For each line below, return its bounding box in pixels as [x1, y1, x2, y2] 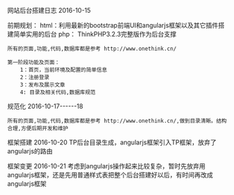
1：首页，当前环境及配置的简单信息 [20, 66, 108, 73]
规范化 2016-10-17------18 [7, 102, 83, 111]
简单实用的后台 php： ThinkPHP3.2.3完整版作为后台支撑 [13, 30, 177, 38]
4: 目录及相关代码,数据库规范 [20, 89, 96, 96]
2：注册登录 [20, 74, 50, 81]
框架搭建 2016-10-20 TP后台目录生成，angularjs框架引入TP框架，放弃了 [7, 138, 217, 146]
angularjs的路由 [7, 147, 53, 155]
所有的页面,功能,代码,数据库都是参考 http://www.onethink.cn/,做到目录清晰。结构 [7, 118, 227, 125]
